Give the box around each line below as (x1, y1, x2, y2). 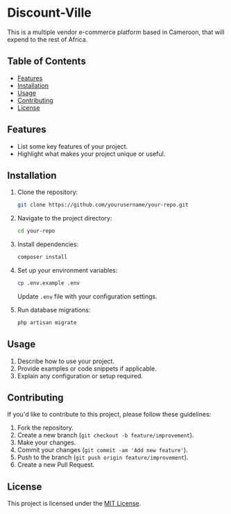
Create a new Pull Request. (17, 460, 95, 469)
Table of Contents (7, 56, 87, 67)
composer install (17, 254, 68, 261)
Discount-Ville (7, 5, 92, 21)
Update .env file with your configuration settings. (17, 292, 157, 300)
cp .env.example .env (17, 280, 80, 287)
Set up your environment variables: (17, 266, 118, 274)
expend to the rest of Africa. (7, 35, 88, 43)
